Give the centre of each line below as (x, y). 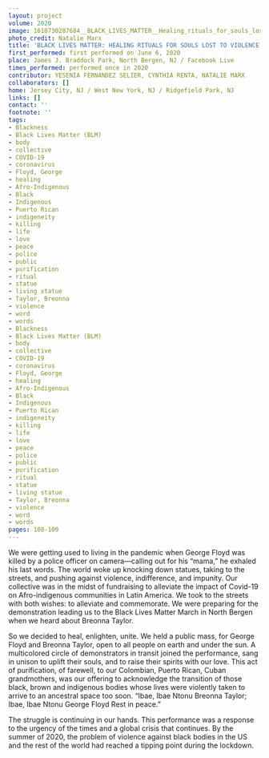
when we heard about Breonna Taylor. (71, 621)
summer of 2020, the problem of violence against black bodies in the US (128, 737)
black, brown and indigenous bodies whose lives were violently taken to (127, 687)
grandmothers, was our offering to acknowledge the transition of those (125, 679)
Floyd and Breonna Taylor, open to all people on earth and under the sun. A (132, 645)
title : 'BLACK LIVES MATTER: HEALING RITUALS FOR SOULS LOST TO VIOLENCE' (136, 46)
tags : (17, 120)
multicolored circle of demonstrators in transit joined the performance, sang (133, 653)
